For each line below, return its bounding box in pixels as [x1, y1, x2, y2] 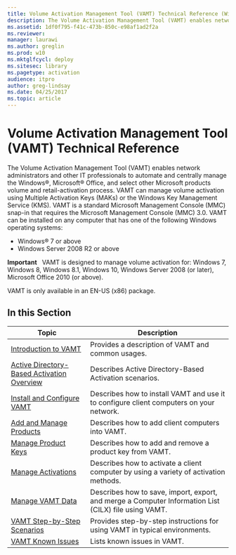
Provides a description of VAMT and [90, 339, 209, 349]
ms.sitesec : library [7, 63, 68, 70]
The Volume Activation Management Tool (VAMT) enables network [7, 163, 201, 172]
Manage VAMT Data [11, 496, 77, 506]
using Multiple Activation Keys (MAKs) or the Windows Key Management [7, 193, 218, 202]
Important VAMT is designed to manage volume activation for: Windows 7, [7, 258, 227, 266]
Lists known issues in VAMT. [90, 536, 185, 546]
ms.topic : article [7, 96, 61, 103]
